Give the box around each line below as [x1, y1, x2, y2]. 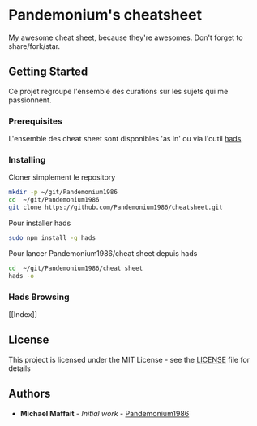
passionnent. [8, 95, 52, 105]
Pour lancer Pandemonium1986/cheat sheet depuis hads [8, 248, 198, 258]
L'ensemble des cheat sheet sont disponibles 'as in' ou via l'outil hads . [8, 134, 243, 144]
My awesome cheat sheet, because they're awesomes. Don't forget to [8, 33, 243, 42]
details [8, 363, 31, 373]
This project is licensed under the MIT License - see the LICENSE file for [8, 354, 250, 364]
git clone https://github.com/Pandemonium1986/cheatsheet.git [8, 203, 223, 212]
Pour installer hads [8, 218, 71, 228]
